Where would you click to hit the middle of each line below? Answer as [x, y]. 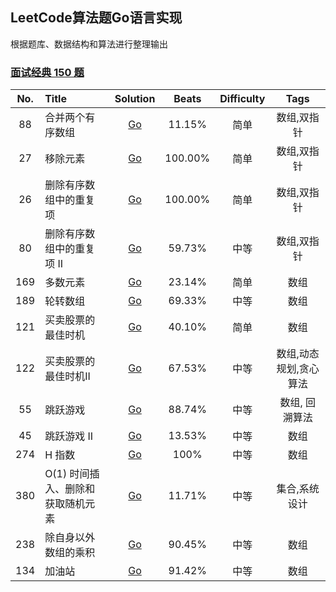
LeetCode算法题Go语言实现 [96, 18]
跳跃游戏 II [69, 436]
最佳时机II [67, 376]
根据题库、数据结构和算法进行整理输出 [89, 44]
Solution [135, 99]
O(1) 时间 [67, 474]
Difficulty [242, 99]
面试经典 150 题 [47, 72]
